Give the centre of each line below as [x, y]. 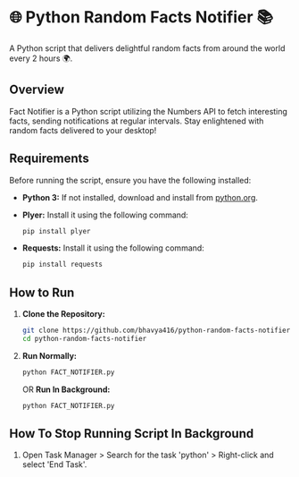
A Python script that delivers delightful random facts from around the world [147, 48]
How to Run [42, 292]
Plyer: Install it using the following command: [105, 215]
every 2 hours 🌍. [41, 58]
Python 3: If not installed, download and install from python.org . [140, 197]
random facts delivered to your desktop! [83, 130]
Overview [37, 90]
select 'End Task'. [54, 464]
